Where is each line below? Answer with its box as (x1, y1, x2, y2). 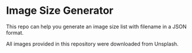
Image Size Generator (6, 4, 114, 17)
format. (6, 29, 24, 36)
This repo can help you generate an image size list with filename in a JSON (6, 23, 187, 30)
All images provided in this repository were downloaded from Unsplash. (6, 40, 179, 47)
